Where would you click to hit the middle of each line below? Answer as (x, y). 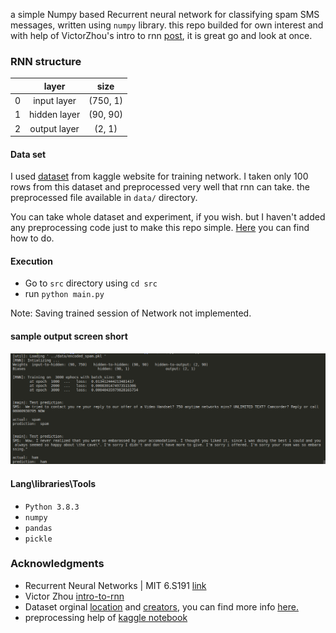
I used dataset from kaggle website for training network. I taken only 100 (159, 176)
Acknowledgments (57, 564)
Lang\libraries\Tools (53, 483)
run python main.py (64, 294)
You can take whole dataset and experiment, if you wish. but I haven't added (168, 217)
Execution (31, 261)
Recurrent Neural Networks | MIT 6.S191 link (115, 585)
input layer (55, 101)
